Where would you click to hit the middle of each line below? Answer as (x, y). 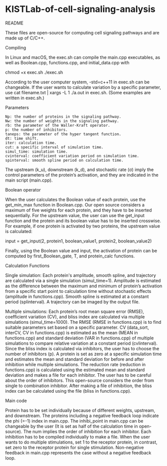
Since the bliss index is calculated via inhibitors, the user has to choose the (82, 348)
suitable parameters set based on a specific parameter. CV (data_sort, (77, 327)
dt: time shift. (22, 138)
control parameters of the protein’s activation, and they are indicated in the (82, 175)
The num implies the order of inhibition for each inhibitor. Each (87, 431)
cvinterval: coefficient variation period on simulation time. (72, 156)
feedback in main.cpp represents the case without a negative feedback (78, 453)
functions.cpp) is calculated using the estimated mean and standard (75, 370)
